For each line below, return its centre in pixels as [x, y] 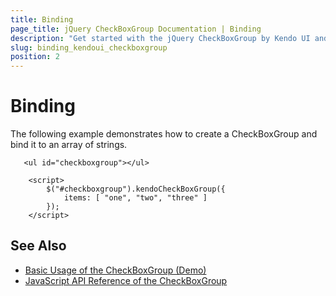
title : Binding [42, 19]
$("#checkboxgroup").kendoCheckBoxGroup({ [136, 189]
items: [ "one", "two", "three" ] [135, 198]
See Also [38, 246]
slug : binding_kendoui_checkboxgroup [89, 47]
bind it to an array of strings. [69, 145]
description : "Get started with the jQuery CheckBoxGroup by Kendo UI [160, 38]
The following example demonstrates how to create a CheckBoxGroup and [164, 134]
